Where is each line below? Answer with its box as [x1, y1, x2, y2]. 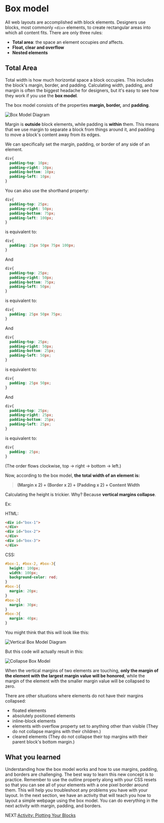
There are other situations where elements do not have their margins [5, 693, 143, 699]
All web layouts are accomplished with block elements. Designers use [5, 19, 146, 25]
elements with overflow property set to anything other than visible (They [12, 723, 158, 729]
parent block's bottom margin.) [12, 739, 75, 745]
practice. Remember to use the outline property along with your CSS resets [5, 776, 157, 782]
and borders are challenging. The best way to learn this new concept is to [5, 771, 154, 777]
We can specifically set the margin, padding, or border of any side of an [5, 141, 150, 147]
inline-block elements [12, 718, 56, 724]
